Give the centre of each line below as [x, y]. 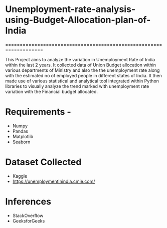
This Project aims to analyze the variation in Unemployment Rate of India [80, 59]
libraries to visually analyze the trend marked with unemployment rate [77, 86]
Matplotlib [23, 136]
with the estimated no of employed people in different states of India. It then [83, 75]
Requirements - [38, 112]
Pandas [20, 131]
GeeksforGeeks [29, 221]
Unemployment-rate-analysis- [70, 9]
